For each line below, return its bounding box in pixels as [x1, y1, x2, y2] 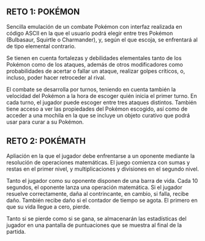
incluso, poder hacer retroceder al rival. [6, 73, 106, 81]
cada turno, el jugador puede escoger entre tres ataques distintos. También [6, 98, 197, 106]
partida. [6, 228, 26, 235]
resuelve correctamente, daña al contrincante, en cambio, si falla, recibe [6, 190, 189, 197]
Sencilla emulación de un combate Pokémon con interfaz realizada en [6, 23, 182, 30]
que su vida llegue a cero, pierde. [6, 203, 91, 210]
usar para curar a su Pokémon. [6, 118, 84, 125]
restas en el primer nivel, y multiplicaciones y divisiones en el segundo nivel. [6, 165, 199, 172]
